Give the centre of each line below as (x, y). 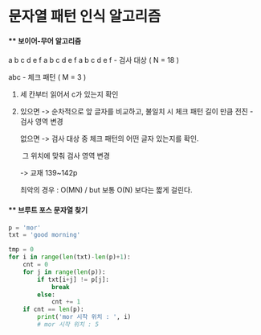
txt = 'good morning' (45, 235)
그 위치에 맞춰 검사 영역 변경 (66, 156)
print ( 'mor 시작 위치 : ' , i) (84, 317)
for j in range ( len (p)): (64, 272)
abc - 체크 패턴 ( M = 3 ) (47, 77)
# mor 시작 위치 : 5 (68, 325)
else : (47, 295)
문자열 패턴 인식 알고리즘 (85, 17)
